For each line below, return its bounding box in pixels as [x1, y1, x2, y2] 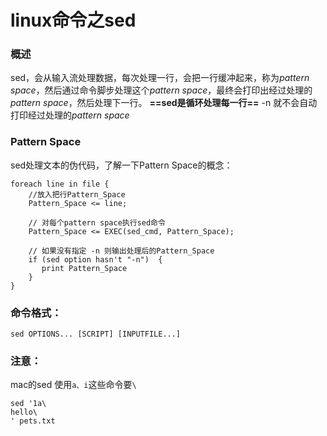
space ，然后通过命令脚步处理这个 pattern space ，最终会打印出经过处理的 [10, 84, 313, 96]
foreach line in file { [10, 179, 110, 189]
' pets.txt [10, 416, 56, 426]
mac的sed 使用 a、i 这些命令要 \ [10, 379, 137, 391]
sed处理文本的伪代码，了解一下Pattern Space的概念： [10, 159, 233, 171]
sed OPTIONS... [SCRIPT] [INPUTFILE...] [10, 329, 182, 340]
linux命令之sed [10, 9, 137, 32]
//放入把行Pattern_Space [28, 189, 126, 200]
